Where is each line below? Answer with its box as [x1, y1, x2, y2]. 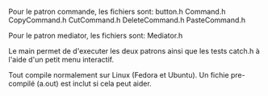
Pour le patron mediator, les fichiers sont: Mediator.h [8, 31, 183, 40]
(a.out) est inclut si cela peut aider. [36, 79, 152, 88]
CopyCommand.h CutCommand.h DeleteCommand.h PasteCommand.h [8, 15, 246, 25]
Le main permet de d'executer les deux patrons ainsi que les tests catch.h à [8, 46, 260, 55]
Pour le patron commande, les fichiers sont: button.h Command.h [8, 7, 226, 16]
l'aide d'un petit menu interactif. [8, 55, 115, 64]
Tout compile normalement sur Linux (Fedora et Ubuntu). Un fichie [8, 70, 229, 79]
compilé [8, 79, 36, 88]
